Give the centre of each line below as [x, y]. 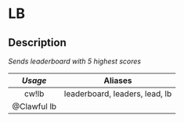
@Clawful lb [34, 106]
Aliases [118, 81]
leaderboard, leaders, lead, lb [118, 93]
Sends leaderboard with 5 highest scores [75, 61]
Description [37, 43]
